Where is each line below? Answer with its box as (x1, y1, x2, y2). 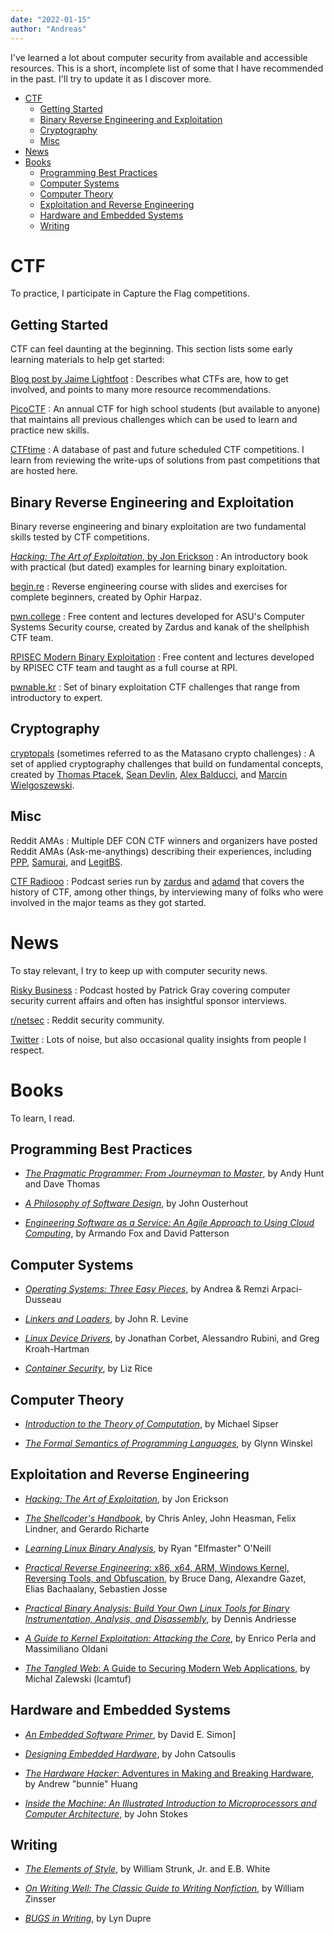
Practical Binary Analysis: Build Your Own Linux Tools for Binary (24, 1602, 290, 1614)
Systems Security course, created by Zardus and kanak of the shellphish (10, 621, 310, 633)
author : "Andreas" (10, 24, 87, 34)
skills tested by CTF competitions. (10, 531, 150, 543)
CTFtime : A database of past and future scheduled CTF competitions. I (10, 444, 305, 456)
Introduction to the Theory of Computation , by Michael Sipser (24, 1418, 279, 1430)
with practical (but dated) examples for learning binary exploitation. (10, 561, 288, 573)
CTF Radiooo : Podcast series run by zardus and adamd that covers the (10, 875, 305, 887)
